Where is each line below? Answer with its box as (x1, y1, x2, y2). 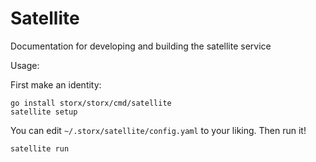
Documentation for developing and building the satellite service (10, 40, 272, 52)
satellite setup (10, 107, 78, 117)
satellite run (10, 143, 70, 154)
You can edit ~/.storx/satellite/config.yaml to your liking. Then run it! (10, 124, 307, 136)
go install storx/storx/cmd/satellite (10, 98, 172, 108)
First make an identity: (10, 78, 102, 91)
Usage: (10, 59, 40, 71)
